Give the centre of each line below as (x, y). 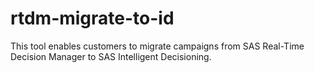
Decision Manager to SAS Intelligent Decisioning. (111, 56)
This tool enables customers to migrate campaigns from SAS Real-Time (157, 46)
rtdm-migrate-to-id (92, 18)
